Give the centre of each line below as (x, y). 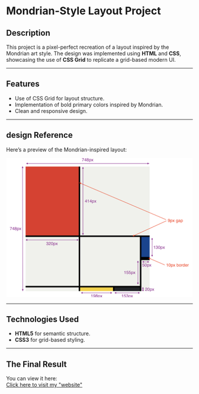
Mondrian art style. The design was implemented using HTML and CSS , (94, 53)
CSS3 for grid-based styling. (50, 340)
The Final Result (36, 364)
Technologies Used (42, 319)
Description (28, 33)
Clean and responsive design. (51, 111)
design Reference (39, 135)
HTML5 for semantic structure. (52, 333)
